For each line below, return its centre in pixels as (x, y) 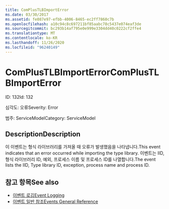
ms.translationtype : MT (30, 33)
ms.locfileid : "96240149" (32, 47)
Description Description (43, 134)
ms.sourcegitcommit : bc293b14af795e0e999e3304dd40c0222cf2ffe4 (73, 29)
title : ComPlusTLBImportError (37, 10)
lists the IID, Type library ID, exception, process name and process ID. (78, 165)
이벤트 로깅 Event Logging (38, 195)
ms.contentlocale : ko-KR (31, 38)
